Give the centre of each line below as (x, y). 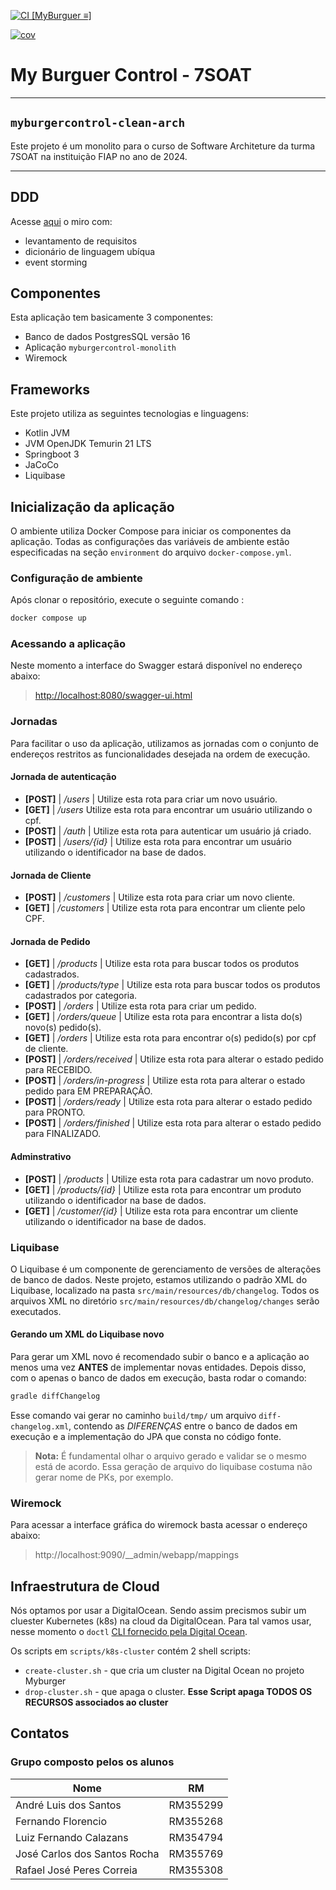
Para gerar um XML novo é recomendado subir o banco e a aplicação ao (160, 1357)
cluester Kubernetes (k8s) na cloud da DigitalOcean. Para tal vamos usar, (161, 1621)
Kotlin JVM (47, 433)
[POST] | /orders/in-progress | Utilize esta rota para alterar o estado (165, 1081)
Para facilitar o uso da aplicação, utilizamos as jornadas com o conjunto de (164, 743)
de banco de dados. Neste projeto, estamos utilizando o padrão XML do (159, 1279)
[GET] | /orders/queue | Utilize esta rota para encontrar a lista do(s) (163, 1017)
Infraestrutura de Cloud (85, 1586)
